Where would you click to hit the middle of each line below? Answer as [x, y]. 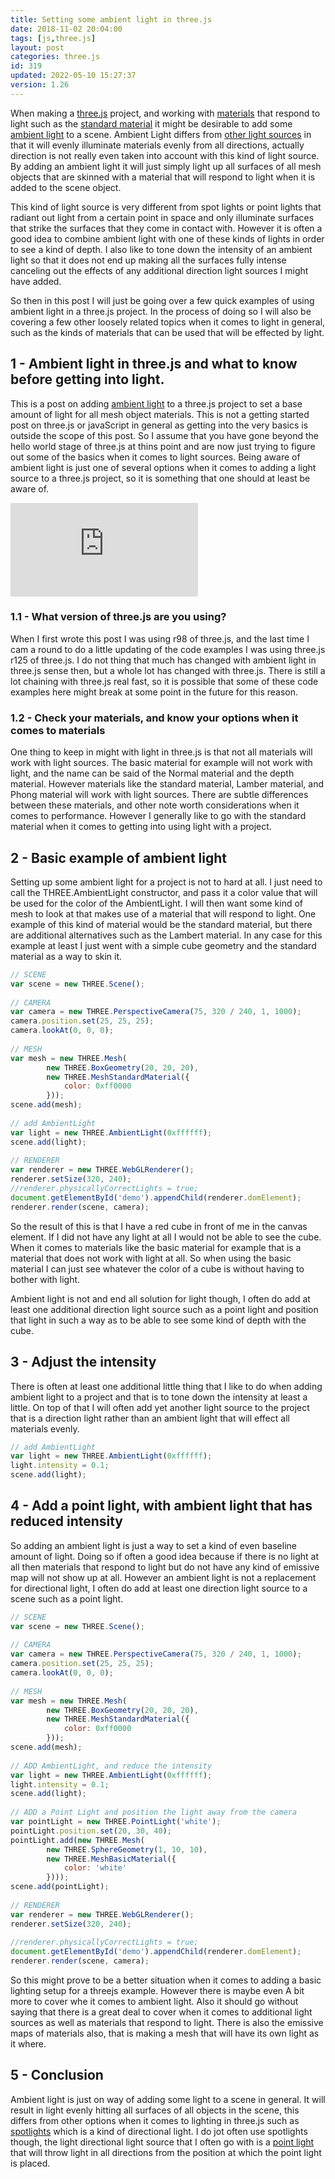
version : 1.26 [40, 85]
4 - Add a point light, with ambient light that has [161, 1506]
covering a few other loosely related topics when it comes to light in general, [168, 322]
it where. [28, 2044]
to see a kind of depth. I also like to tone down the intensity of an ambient [161, 249]
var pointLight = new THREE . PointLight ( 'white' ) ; [116, 1822]
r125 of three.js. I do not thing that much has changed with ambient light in [163, 660]
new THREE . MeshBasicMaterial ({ [111, 1859]
